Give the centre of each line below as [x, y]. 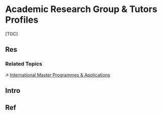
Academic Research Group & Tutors [81, 9]
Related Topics [24, 64]
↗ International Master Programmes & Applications [58, 75]
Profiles [22, 20]
